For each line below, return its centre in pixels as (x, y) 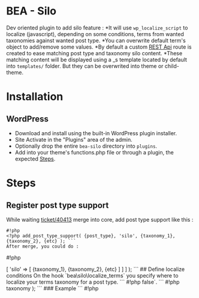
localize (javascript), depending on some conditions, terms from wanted (95, 34)
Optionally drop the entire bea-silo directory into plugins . (86, 146)
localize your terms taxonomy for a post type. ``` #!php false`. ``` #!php (93, 282)
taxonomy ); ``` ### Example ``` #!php (52, 288)
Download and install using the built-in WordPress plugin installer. (96, 133)
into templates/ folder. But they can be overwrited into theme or (85, 66)
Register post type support (58, 205)
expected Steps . (35, 159)
